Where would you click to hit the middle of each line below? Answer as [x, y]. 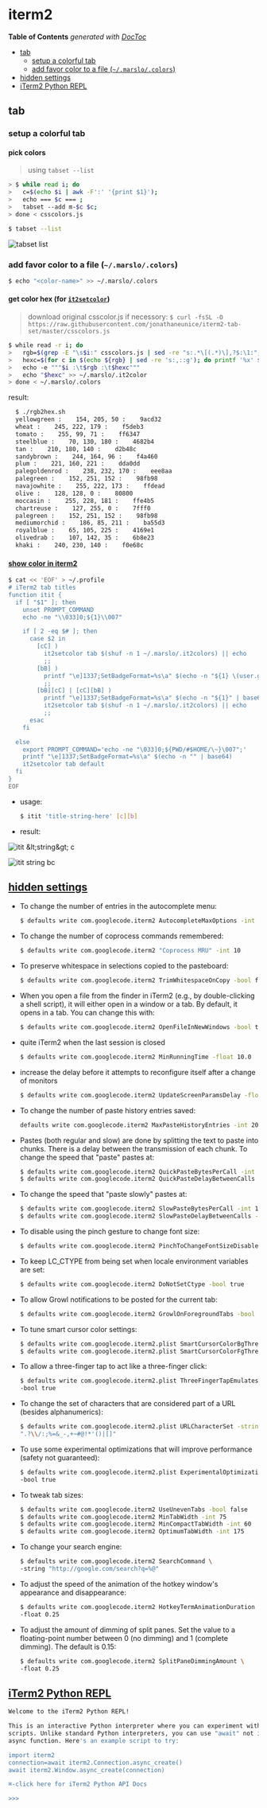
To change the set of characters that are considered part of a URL [128, 1404]
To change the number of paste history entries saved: [108, 1110]
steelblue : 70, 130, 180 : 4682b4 [85, 442]
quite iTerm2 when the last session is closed [92, 1042]
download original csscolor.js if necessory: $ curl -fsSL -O [126, 317]
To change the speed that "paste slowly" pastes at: [103, 1194]
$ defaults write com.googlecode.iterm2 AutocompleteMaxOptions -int [137, 921]
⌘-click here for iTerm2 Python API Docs [78, 1784]
